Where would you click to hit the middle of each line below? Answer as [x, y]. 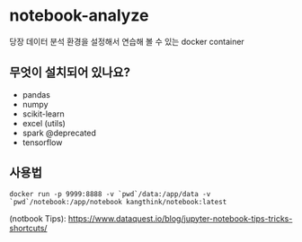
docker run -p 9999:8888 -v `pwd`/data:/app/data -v [110, 194]
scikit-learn [43, 114]
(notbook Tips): [38, 218]
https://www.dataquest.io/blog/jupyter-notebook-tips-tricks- [180, 218]
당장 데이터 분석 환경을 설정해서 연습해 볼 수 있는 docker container [127, 41]
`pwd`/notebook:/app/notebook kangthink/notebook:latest [118, 202]
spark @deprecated [59, 133]
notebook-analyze [79, 16]
